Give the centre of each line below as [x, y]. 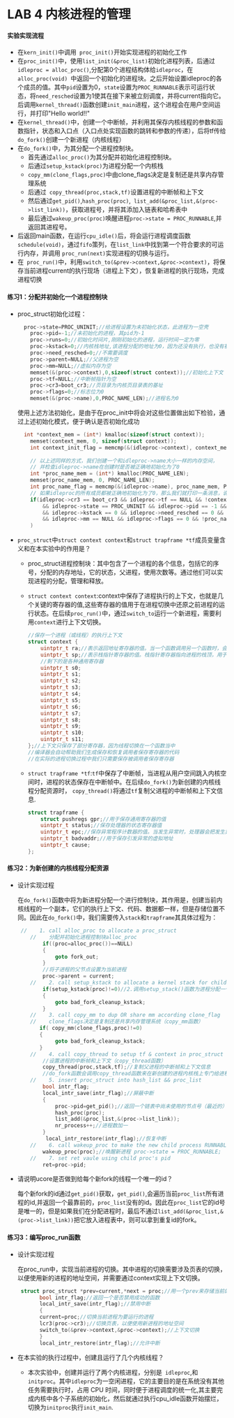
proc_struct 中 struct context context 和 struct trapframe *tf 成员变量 [118, 540]
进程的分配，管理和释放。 [71, 581]
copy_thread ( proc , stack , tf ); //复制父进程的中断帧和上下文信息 [127, 1067]
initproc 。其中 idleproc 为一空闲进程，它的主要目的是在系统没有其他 [126, 1381]
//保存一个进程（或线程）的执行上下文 [75, 636]
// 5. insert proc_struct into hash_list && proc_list [116, 1080]
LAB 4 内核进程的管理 [69, 14]
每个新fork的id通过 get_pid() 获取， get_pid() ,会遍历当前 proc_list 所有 [117, 1194]
